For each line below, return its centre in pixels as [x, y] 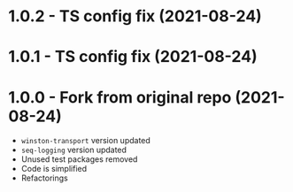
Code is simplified [54, 169]
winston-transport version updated [86, 141]
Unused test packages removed [79, 159]
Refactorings [44, 178]
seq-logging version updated [74, 150]
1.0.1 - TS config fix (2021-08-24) [133, 57]
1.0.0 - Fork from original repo [120, 97]
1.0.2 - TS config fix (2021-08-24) [135, 16]
